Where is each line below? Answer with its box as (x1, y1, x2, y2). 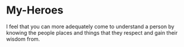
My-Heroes (6, 4, 64, 17)
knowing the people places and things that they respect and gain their (6, 29, 178, 36)
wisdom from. (6, 35, 40, 42)
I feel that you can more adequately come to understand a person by (6, 23, 174, 30)
